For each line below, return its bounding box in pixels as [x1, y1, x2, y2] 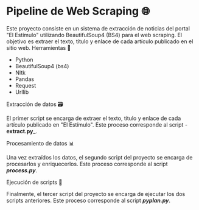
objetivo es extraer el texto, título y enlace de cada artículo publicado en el [6, 38, 194, 45]
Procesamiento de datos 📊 [6, 139, 74, 147]
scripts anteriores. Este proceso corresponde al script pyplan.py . [6, 197, 171, 204]
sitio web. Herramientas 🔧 [6, 44, 71, 51]
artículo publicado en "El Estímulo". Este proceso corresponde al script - [6, 121, 187, 128]
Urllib [15, 88, 29, 96]
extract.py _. [6, 127, 38, 135]
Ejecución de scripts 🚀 [6, 178, 63, 186]
